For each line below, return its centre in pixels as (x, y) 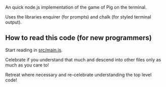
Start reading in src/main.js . (34, 50)
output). (13, 22)
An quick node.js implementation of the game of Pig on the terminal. (76, 7)
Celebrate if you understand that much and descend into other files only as (83, 59)
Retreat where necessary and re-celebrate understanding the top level (78, 74)
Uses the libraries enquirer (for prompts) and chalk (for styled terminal (78, 17)
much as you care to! (27, 65)
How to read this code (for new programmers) (79, 38)
